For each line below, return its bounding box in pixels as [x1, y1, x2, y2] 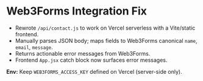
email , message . [15, 44, 53, 51]
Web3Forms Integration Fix [6, 4, 148, 18]
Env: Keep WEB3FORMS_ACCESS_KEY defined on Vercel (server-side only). [6, 68, 182, 75]
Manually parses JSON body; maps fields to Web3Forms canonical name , [15, 37, 198, 44]
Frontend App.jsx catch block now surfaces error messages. [15, 56, 168, 63]
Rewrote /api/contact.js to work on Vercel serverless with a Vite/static [15, 24, 196, 31]
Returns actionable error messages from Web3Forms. [15, 50, 151, 57]
